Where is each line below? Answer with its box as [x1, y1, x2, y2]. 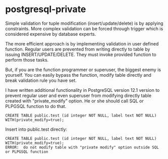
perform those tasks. [5, 57, 49, 63]
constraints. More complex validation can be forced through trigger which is [5, 25, 163, 31]
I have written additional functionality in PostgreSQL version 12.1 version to [5, 87, 160, 93]
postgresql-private [5, 4, 86, 15]
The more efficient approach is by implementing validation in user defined [5, 40, 159, 46]
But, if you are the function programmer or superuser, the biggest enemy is [5, 67, 161, 73]
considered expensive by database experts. [5, 31, 96, 37]
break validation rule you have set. [5, 77, 77, 83]
